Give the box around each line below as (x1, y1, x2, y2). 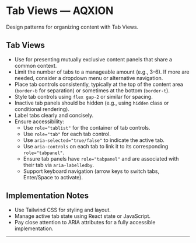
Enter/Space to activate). (23, 173, 83, 180)
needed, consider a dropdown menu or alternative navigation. (14, 74, 163, 81)
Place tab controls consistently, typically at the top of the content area (14, 81, 184, 88)
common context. (14, 62, 57, 69)
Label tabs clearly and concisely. (14, 112, 94, 119)
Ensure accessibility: (14, 118, 64, 125)
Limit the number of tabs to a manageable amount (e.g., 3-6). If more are (14, 68, 190, 75)
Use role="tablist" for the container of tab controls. (23, 124, 150, 131)
